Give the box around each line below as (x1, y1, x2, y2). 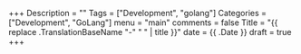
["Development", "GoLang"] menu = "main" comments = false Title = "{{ (8, 17, 278, 28)
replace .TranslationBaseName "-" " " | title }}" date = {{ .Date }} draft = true (8, 27, 292, 37)
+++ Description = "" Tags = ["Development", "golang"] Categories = (8, 8, 267, 18)
